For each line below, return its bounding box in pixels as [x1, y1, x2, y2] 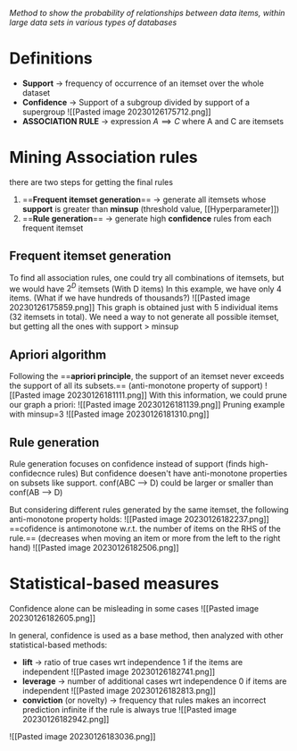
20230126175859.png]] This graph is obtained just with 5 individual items [9, 302, 279, 313]
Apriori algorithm [9, 347, 107, 362]
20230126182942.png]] [21, 713, 110, 724]
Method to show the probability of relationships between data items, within [9, 8, 285, 18]
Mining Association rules [9, 148, 198, 168]
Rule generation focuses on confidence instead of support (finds [9, 458, 247, 468]
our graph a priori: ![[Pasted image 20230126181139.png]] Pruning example [9, 400, 285, 410]
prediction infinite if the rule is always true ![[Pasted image [21, 704, 237, 714]
